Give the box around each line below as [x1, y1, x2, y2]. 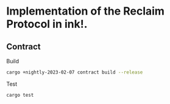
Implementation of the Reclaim [6, 4, 165, 18]
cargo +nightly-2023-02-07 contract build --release [6, 69, 143, 75]
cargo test [6, 92, 34, 98]
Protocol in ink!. [6, 17, 88, 31]
